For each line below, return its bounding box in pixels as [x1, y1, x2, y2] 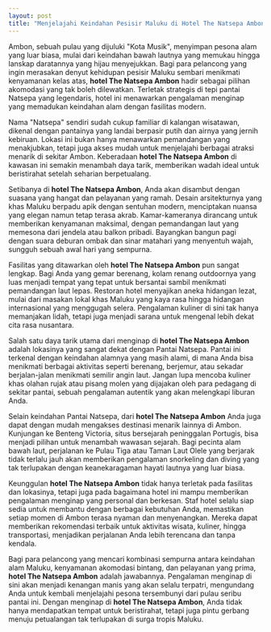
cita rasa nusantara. [8, 320, 74, 329]
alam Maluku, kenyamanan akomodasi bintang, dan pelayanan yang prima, [8, 563, 256, 572]
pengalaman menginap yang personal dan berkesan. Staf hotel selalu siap [8, 496, 254, 505]
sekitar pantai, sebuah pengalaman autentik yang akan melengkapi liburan [8, 387, 256, 396]
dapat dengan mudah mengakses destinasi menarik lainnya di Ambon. [8, 420, 242, 429]
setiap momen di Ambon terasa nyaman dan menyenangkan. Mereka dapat [8, 513, 258, 522]
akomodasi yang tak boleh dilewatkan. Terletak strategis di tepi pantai [8, 84, 240, 94]
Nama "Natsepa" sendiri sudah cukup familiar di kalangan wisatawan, [8, 117, 240, 127]
